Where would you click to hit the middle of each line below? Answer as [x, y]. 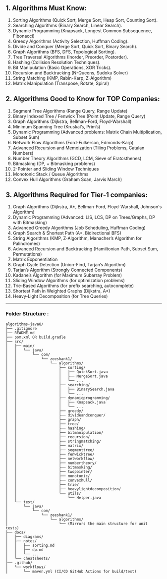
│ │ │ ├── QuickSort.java [57, 372]
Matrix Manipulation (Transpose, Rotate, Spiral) [61, 83]
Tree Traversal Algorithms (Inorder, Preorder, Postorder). [70, 57]
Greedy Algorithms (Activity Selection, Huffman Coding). [71, 41]
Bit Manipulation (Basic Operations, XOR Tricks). [62, 67]
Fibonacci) [24, 36]
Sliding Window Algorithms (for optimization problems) [69, 281]
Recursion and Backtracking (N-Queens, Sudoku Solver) [70, 73]
